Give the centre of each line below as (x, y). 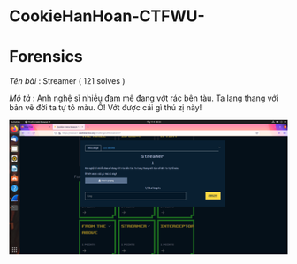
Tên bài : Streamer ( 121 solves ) (67, 81)
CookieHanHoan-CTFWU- (107, 16)
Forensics (46, 57)
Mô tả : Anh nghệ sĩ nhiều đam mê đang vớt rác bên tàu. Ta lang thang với (144, 98)
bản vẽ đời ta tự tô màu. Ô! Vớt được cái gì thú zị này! (106, 108)
